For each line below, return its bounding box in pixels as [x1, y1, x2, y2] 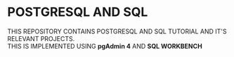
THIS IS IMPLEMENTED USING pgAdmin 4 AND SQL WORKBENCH [7, 42, 202, 50]
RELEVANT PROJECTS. [7, 34, 75, 42]
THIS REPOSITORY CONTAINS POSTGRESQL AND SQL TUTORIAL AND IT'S [7, 27, 227, 35]
